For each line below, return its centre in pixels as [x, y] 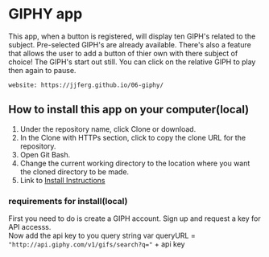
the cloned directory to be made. [74, 171]
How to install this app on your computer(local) [129, 110]
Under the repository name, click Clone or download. [108, 128]
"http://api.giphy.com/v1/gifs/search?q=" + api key [97, 244]
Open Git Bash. [45, 154]
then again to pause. [42, 70]
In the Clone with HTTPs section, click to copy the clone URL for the [133, 137]
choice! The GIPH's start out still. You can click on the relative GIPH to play [132, 62]
